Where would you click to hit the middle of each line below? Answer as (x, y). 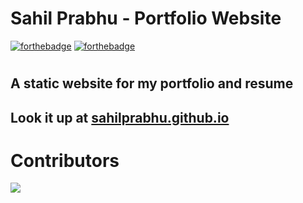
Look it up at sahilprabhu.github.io (120, 117)
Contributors (65, 160)
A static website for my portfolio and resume (152, 83)
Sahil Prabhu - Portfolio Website (146, 18)
